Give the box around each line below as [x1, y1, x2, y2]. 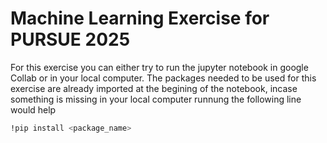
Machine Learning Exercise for [10, 7, 270, 30]
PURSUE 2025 [10, 28, 131, 51]
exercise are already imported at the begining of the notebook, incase [10, 82, 298, 94]
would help [10, 103, 57, 116]
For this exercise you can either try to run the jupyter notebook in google [10, 61, 309, 73]
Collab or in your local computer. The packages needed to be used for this [10, 72, 317, 84]
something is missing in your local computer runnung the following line [10, 93, 302, 105]
